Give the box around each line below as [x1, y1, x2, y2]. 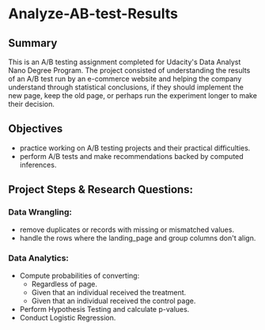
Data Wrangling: [8, 207, 73, 218]
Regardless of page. [31, 279, 97, 289]
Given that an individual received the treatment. [31, 287, 187, 297]
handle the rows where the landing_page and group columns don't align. [19, 233, 256, 242]
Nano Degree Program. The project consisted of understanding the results [8, 66, 251, 75]
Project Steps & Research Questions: [8, 183, 194, 196]
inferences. [19, 160, 57, 169]
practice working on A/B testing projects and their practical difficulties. [19, 143, 251, 153]
